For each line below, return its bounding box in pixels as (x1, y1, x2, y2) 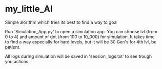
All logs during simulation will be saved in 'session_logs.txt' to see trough (5, 53, 152, 59)
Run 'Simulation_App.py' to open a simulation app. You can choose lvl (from (5, 28, 158, 34)
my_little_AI (5, 3, 53, 14)
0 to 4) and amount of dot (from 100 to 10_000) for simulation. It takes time (5, 34, 155, 40)
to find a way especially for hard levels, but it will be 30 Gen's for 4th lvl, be (5, 39, 157, 44)
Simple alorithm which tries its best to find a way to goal (5, 19, 118, 25)
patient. (5, 44, 20, 50)
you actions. (5, 58, 30, 64)
